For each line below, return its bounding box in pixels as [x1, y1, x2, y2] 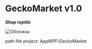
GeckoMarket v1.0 [5, 3, 82, 14]
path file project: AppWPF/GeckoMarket [5, 38, 87, 44]
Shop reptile [5, 19, 31, 25]
